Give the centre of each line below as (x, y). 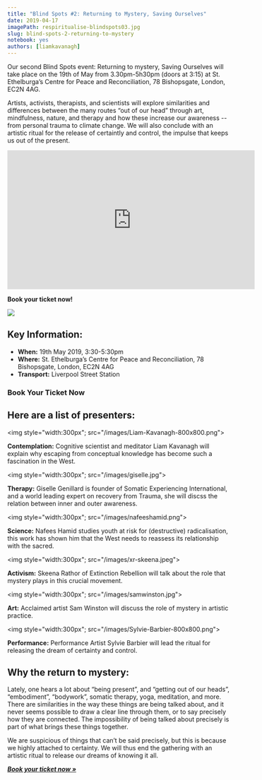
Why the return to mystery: (68, 672)
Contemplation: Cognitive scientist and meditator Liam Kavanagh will (108, 446)
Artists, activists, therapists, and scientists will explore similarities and (109, 103)
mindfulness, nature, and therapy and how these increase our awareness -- (117, 118)
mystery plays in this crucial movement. (65, 580)
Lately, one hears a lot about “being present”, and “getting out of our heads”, (118, 690)
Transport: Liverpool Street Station (69, 374)
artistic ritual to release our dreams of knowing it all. (83, 755)
